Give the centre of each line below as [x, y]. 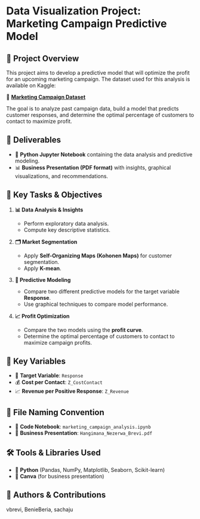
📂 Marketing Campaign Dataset [46, 97]
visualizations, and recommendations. [61, 176]
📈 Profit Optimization [42, 316]
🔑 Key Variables [36, 362]
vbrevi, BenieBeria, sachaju [40, 509]
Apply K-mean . [42, 268]
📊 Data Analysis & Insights [49, 210]
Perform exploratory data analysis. [66, 223]
